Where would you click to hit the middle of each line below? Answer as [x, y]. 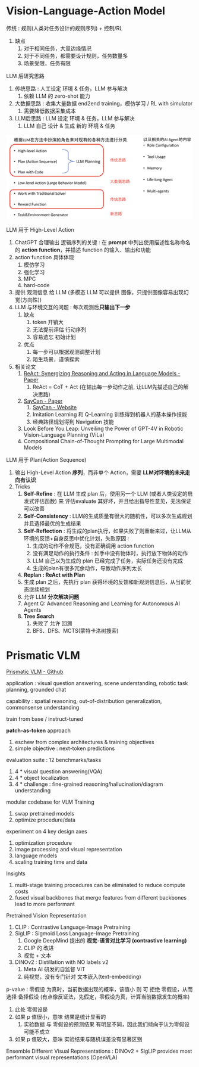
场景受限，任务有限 [47, 63]
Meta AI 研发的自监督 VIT [54, 969]
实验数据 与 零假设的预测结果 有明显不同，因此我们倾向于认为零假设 [107, 1024]
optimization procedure [43, 843]
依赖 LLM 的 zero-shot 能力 [57, 96]
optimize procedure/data [45, 820]
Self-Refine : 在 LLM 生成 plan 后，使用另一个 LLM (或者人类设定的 [106, 494]
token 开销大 [48, 322]
